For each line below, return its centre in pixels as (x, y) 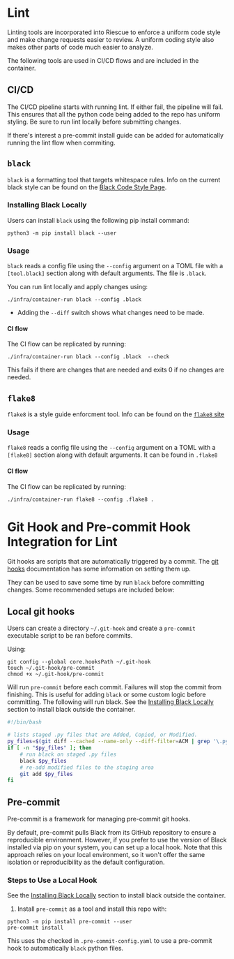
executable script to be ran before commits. (70, 636)
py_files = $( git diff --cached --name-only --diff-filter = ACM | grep (109, 742)
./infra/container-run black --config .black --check (88, 357)
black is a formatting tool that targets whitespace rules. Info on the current (114, 180)
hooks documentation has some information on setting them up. (99, 569)
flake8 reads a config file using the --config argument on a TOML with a (111, 448)
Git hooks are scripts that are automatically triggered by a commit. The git (113, 561)
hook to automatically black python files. (65, 949)
